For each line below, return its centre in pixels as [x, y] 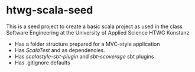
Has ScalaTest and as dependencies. [60, 50]
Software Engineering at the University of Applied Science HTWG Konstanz [98, 32]
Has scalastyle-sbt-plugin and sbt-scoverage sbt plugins [84, 56]
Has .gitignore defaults [43, 63]
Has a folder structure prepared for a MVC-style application [87, 44]
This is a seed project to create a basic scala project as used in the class [95, 26]
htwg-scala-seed [50, 10]
